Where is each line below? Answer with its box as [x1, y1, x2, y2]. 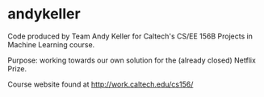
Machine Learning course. [7, 39, 95, 49]
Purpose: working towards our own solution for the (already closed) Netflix [7, 55, 256, 65]
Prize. [7, 63, 27, 73]
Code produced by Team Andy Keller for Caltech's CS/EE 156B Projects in [7, 31, 254, 41]
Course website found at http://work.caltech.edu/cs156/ [7, 79, 194, 89]
